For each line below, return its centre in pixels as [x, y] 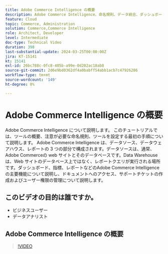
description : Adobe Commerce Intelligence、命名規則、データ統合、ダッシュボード [86, 15]
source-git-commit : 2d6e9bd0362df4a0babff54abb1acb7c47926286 [71, 71]
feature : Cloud [21, 19]
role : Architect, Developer [35, 33]
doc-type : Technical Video [33, 43]
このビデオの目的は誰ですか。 [51, 197]
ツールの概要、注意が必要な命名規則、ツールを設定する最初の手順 [82, 136]
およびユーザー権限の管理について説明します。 [57, 180]
